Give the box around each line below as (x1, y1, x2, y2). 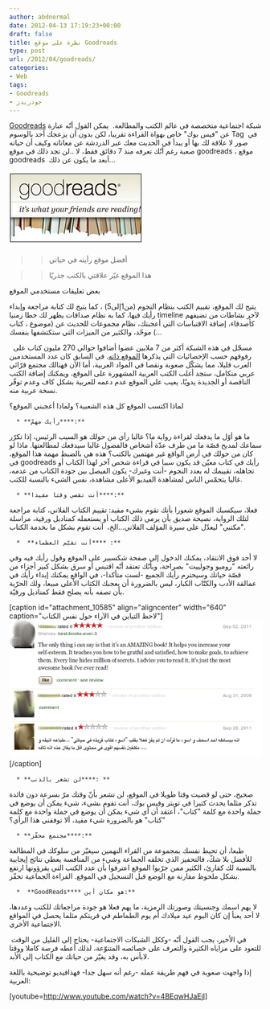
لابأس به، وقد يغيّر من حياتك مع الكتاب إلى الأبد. (9, 951, 149, 961)
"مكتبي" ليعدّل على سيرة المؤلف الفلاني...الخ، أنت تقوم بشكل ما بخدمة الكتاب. (9, 523, 247, 532)
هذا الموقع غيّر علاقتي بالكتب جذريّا (48, 270, 152, 281)
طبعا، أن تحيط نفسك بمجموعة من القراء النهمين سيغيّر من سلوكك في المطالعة (9, 845, 244, 855)
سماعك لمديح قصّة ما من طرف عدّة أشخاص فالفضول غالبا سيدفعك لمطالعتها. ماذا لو (9, 441, 262, 450)
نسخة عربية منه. (9, 386, 58, 396)
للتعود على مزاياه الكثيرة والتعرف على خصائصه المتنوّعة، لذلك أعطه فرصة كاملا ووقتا (9, 943, 262, 953)
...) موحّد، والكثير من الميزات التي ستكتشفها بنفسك (9, 327, 163, 337)
